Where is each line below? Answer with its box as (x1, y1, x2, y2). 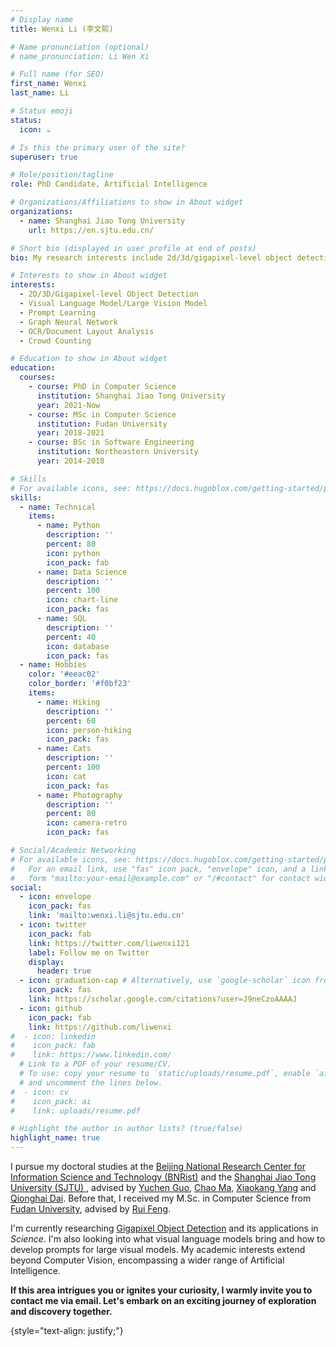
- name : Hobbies (19, 660, 87, 670)
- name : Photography (36, 790, 123, 800)
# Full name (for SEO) (10, 69, 105, 80)
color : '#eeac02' (28, 669, 101, 680)
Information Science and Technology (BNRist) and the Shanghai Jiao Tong (10, 1171, 317, 1183)
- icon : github (19, 1003, 83, 1013)
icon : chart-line (46, 595, 118, 605)
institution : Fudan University (36, 419, 168, 429)
